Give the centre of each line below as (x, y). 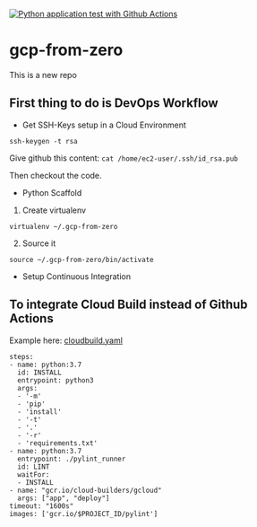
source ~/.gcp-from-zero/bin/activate (81, 259)
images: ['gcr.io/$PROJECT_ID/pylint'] (84, 514)
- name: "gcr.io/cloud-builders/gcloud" (86, 490)
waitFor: (34, 474)
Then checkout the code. (56, 175)
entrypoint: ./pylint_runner (72, 459)
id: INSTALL (40, 373)
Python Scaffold (52, 192)
